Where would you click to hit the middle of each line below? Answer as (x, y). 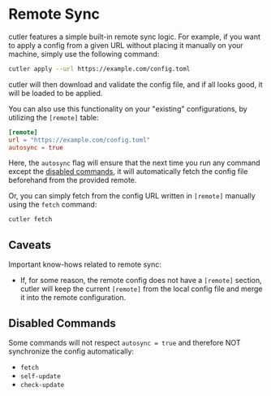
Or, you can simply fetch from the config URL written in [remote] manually (132, 196)
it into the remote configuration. (73, 298)
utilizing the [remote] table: (54, 117)
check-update (42, 385)
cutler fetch (30, 220)
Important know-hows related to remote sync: (85, 264)
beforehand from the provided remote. (73, 181)
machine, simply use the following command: (84, 54)
